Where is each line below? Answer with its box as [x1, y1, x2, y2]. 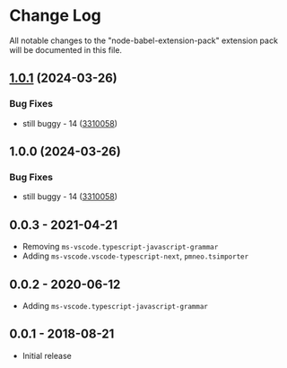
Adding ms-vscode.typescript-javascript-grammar [22, 300, 208, 311]
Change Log [9, 5, 101, 26]
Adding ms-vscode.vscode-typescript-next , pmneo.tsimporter [22, 250, 249, 261]
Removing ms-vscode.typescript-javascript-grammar [22, 241, 219, 252]
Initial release [22, 350, 72, 361]
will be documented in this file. [9, 44, 123, 55]
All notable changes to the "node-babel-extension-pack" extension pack [9, 35, 278, 46]
